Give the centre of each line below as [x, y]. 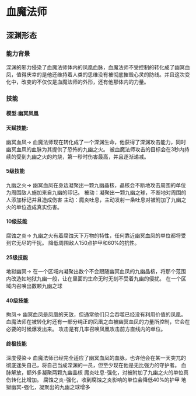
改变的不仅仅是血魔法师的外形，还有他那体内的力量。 [85, 82]
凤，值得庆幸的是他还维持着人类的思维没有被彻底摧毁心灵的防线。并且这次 [95, 74]
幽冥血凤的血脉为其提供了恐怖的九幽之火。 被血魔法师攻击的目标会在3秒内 [95, 149]
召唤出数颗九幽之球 [39, 286]
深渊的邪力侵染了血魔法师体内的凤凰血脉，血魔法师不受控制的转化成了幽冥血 [98, 67]
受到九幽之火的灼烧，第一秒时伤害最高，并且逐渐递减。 [83, 157]
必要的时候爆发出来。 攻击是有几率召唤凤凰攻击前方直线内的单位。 [86, 329]
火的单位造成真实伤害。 [34, 207]
